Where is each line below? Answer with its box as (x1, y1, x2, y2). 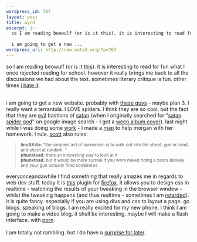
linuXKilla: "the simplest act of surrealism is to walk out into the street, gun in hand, (20, 142, 189, 147)
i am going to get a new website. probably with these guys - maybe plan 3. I (6, 99, 189, 106)
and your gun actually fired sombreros (20, 162, 98, 168)
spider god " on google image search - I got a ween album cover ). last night (6, 118, 188, 125)
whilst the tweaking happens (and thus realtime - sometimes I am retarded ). (6, 191, 189, 199)
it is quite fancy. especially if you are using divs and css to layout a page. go (6, 197, 190, 204)
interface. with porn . (6, 216, 56, 223)
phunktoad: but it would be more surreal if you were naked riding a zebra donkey (20, 157, 185, 163)
